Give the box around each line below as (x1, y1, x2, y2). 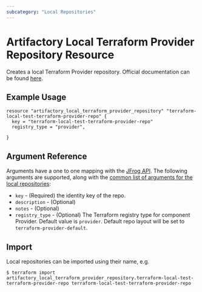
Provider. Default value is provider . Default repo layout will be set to (15, 218, 185, 225)
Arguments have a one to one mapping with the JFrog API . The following (6, 168, 188, 175)
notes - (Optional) (15, 205, 59, 212)
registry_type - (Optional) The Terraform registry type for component (15, 211, 190, 219)
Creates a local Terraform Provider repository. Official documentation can (6, 68, 190, 75)
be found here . (6, 74, 44, 82)
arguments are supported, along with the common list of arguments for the (6, 174, 193, 181)
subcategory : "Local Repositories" (6, 8, 96, 15)
